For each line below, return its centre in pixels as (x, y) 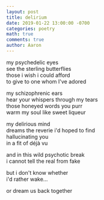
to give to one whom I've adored (46, 81)
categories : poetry (31, 29)
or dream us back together (39, 190)
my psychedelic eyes (32, 62)
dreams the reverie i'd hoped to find (50, 130)
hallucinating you (27, 136)
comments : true (25, 40)
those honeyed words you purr (44, 106)
